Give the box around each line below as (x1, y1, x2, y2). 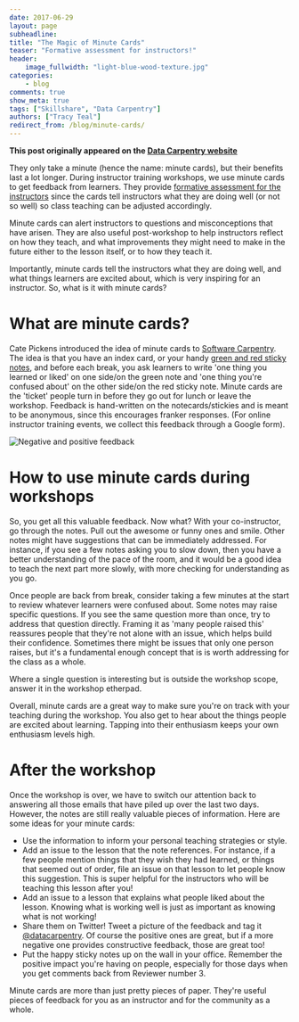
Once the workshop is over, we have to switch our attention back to (9, 789, 256, 800)
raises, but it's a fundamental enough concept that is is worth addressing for (9, 647, 289, 657)
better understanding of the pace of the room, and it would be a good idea (9, 554, 282, 565)
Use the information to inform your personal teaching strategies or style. (21, 835, 287, 845)
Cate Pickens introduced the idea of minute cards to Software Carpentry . (9, 342, 277, 353)
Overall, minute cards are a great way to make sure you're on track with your (9, 700, 290, 711)
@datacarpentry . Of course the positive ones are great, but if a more (21, 929, 274, 941)
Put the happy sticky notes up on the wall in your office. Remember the (21, 949, 283, 960)
